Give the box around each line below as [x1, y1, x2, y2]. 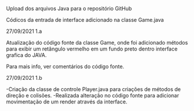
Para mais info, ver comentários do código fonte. [6, 63, 125, 70]
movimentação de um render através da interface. [6, 98, 128, 105]
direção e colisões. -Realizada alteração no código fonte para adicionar [6, 92, 179, 99]
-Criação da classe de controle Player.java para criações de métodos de [6, 86, 181, 93]
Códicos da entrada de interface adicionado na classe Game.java [6, 16, 164, 23]
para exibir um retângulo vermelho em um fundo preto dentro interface [6, 45, 178, 52]
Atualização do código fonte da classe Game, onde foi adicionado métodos [6, 39, 188, 46]
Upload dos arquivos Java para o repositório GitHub [6, 5, 132, 12]
